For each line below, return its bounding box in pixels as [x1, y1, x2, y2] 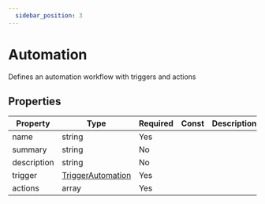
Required [138, 118, 174, 129]
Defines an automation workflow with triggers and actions [8, 72, 196, 81]
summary [12, 144, 47, 155]
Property [16, 118, 50, 129]
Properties [8, 94, 62, 108]
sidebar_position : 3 [15, 11, 83, 20]
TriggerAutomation [62, 170, 132, 181]
